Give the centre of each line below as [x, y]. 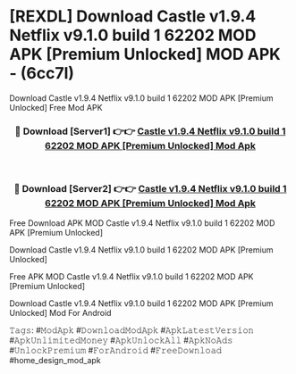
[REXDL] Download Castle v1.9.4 [133, 17]
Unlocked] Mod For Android [60, 312]
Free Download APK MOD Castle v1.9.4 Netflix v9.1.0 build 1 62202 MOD [142, 223]
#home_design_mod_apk [55, 360]
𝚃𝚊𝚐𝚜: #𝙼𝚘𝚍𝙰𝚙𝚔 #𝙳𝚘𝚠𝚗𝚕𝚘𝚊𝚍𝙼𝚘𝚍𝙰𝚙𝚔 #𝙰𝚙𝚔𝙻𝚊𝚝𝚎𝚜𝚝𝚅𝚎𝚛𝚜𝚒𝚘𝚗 [132, 330]
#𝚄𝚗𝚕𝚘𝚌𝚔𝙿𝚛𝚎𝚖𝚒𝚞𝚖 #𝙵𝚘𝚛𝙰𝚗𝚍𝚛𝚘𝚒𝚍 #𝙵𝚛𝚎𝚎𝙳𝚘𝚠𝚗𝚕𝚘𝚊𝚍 [115, 350]
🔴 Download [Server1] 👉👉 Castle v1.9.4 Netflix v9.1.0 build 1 [150, 131]
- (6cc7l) [42, 74]
